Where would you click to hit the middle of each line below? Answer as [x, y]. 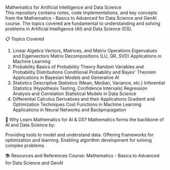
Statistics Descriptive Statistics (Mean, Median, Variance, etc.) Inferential [89, 83]
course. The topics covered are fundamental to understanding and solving [83, 23]
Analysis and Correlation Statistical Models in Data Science [74, 94]
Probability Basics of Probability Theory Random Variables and [78, 67]
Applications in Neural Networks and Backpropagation [69, 110]
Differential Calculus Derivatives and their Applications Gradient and [84, 99]
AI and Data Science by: [30, 125]
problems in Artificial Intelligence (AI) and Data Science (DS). [69, 29]
